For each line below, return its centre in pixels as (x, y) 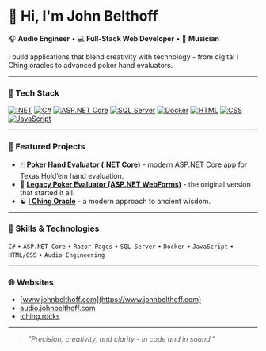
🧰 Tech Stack (34, 92)
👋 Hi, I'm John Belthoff (83, 16)
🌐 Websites (31, 282)
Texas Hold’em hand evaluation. (72, 175)
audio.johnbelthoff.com (57, 308)
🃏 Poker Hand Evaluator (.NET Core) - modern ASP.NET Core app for (133, 164)
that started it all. (47, 192)
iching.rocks (40, 316)
